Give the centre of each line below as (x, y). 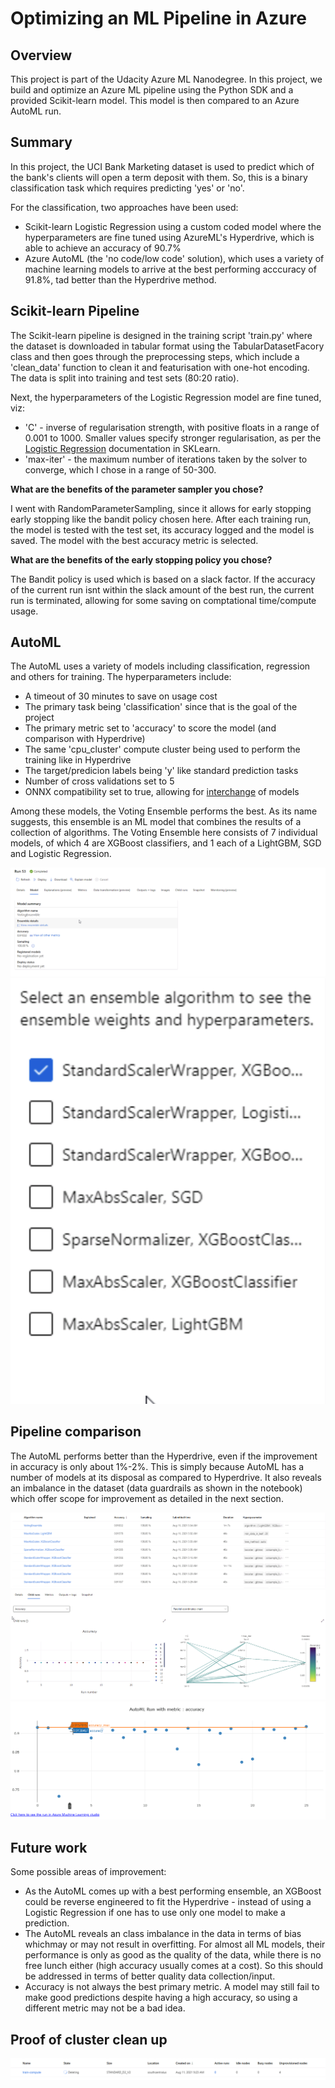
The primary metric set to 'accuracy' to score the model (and (150, 728)
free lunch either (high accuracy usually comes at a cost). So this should (174, 1966)
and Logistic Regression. (61, 854)
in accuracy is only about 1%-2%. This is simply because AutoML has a (157, 1466)
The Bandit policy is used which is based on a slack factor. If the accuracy (163, 579)
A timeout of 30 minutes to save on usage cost (121, 696)
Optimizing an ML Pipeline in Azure (158, 18)
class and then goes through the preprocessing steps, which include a (155, 356)
